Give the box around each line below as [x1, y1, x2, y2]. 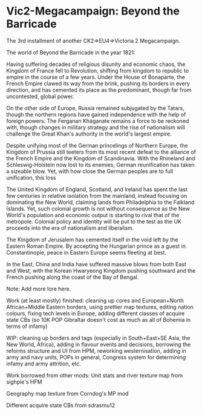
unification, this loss [6, 174, 56, 181]
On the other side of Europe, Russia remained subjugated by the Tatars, [6, 104, 184, 111]
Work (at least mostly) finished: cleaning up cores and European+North [6, 296, 184, 304]
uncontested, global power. [6, 93, 74, 100]
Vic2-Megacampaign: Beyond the [6, 4, 180, 18]
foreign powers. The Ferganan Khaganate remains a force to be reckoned [6, 117, 189, 125]
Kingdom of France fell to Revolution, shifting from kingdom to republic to [6, 67, 189, 74]
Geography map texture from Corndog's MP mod [6, 390, 129, 397]
